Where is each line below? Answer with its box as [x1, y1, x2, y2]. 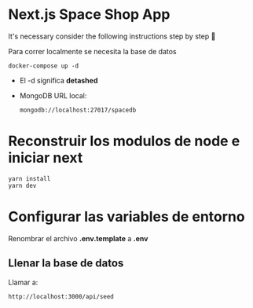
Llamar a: [8, 277, 38, 287]
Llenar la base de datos [8, 257, 124, 270]
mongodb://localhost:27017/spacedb [19, 106, 137, 114]
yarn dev [8, 181, 37, 189]
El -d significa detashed [19, 75, 98, 85]
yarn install [8, 174, 51, 182]
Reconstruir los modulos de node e [8, 132, 240, 150]
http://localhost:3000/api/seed [8, 292, 114, 300]
